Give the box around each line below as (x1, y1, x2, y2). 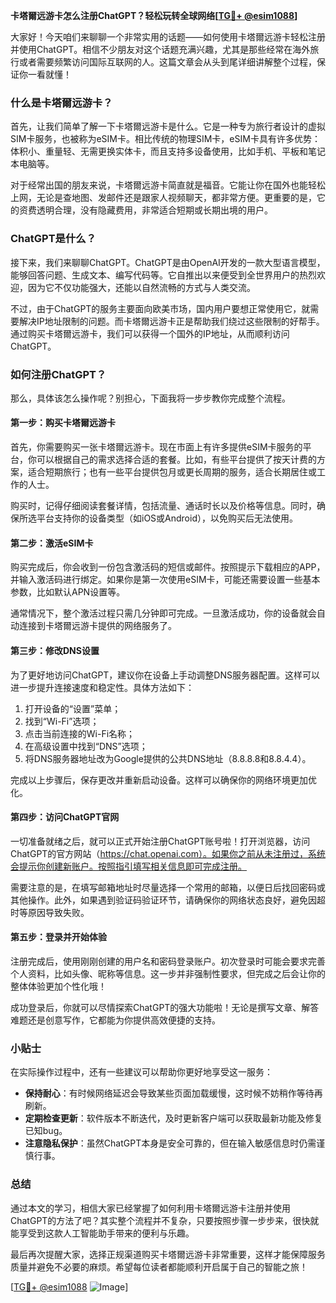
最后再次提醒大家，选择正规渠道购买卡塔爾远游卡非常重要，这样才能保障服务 (10, 1248, 326, 1260)
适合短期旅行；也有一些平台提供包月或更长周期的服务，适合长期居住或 (27, 466, 317, 478)
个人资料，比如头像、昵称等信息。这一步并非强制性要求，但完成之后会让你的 (10, 967, 326, 979)
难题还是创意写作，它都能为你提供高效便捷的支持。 (10, 1014, 221, 1026)
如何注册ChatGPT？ (10, 367, 107, 381)
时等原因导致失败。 (10, 906, 90, 918)
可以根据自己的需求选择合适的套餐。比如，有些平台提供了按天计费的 (36, 454, 317, 466)
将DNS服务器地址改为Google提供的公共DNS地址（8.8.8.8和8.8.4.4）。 (24, 752, 312, 764)
